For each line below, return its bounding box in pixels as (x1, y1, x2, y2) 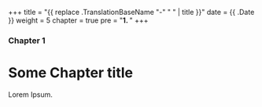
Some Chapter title (8, 64, 134, 82)
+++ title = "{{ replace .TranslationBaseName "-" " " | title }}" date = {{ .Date (8, 8, 255, 16)
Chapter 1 (8, 35, 46, 46)
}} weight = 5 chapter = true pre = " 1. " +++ (8, 16, 149, 25)
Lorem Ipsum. (8, 90, 54, 99)
